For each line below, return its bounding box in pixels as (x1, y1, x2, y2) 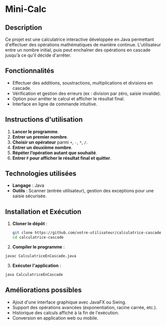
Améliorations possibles (5, 286, 82, 294)
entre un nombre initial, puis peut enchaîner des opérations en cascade (5, 47, 151, 53)
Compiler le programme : (12, 244, 65, 249)
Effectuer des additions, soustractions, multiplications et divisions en (12, 80, 153, 85)
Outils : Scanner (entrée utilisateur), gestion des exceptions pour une (12, 188, 154, 194)
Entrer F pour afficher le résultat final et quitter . (12, 155, 111, 161)
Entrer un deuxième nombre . (12, 144, 73, 150)
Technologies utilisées (5, 169, 77, 178)
